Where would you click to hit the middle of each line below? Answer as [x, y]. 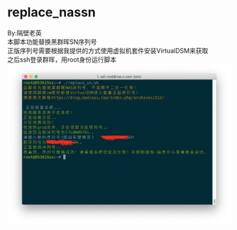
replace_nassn [51, 12]
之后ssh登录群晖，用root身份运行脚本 [62, 59]
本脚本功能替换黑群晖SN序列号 [52, 42]
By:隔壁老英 [25, 33]
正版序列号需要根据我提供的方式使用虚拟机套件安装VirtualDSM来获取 [108, 50]
